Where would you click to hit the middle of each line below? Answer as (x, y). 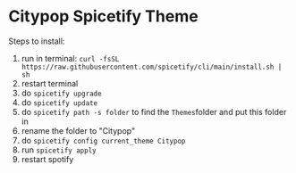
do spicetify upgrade (61, 93)
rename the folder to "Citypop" (78, 130)
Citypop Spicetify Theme (103, 16)
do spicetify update (59, 102)
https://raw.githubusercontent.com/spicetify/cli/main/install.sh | (152, 67)
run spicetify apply (59, 150)
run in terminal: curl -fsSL (70, 58)
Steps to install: (37, 41)
